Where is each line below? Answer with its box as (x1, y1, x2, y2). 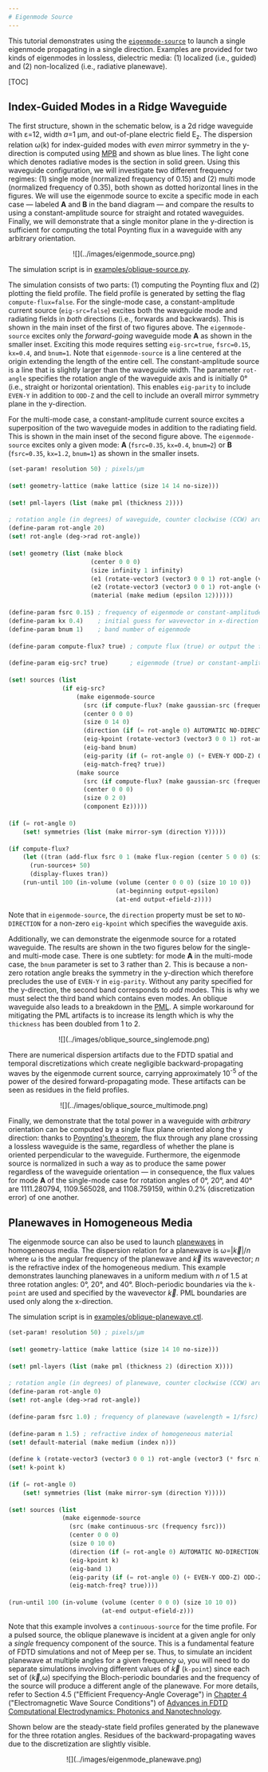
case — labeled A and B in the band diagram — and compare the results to (8, 200, 254, 210)
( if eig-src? (61, 684, 105, 692)
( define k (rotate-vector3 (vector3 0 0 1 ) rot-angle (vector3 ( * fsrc (8, 1455, 251, 1463)
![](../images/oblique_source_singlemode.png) (58, 1034, 210, 1044)
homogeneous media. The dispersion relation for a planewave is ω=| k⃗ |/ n (8, 1246, 251, 1255)
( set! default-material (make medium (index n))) (8, 1438, 177, 1446)
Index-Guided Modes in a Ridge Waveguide (8, 100, 227, 114)
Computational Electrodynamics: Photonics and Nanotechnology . (8, 1706, 223, 1716)
